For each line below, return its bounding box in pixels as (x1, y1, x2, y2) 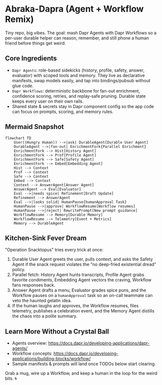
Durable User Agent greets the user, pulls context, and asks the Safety (12, 257, 153, 262)
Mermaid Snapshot (5, 123, 64, 131)
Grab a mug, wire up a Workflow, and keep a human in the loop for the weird (5, 370, 158, 376)
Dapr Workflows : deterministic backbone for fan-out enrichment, (12, 88, 140, 93)
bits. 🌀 (5, 376, 17, 382)
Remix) (5, 14, 34, 25)
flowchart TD (5, 135, 32, 141)
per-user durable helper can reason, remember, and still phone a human (5, 35, 149, 41)
